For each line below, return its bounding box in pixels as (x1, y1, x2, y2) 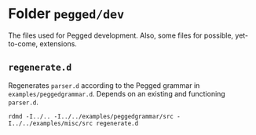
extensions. (39, 38, 77, 48)
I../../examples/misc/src (8, 119, 93, 127)
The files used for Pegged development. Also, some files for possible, (8, 31, 234, 40)
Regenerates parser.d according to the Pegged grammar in (8, 80, 200, 90)
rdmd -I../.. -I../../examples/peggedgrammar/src (8, 112, 174, 120)
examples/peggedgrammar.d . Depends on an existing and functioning (8, 89, 225, 98)
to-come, (8, 38, 38, 48)
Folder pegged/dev (8, 5, 125, 23)
